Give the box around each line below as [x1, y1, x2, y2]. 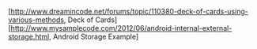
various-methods [8, 15, 65, 24]
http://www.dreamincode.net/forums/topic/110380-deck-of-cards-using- [10, 7, 249, 16]
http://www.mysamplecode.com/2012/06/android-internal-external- [10, 24, 232, 32]
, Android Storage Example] [48, 32, 139, 41]
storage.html [8, 32, 50, 41]
